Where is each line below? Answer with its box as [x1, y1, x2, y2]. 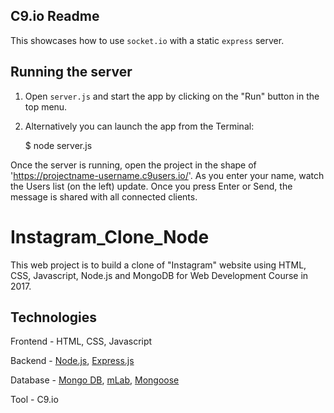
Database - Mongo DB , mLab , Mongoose [10, 374, 180, 386]
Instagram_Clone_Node [10, 225, 210, 248]
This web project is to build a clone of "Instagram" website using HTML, [10, 259, 307, 271]
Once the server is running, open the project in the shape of [10, 159, 257, 171]
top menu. [24, 100, 68, 113]
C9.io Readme [10, 8, 100, 25]
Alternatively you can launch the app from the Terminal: [24, 120, 255, 132]
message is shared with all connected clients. [10, 190, 198, 203]
